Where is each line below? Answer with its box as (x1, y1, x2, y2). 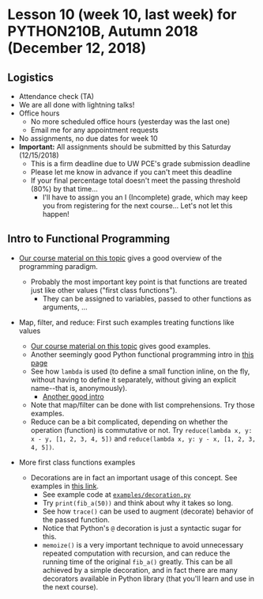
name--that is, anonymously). (30, 383, 128, 392)
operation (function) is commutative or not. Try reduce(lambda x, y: (30, 425, 253, 434)
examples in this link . (30, 481, 100, 491)
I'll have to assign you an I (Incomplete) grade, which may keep (42, 192, 248, 202)
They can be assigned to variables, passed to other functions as (42, 294, 252, 303)
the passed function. (42, 514, 110, 524)
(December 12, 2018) (7, 40, 147, 57)
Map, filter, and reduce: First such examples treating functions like (18, 317, 235, 327)
